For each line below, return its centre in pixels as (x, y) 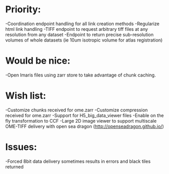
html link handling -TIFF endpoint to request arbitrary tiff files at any (77, 29)
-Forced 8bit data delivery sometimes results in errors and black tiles (78, 161)
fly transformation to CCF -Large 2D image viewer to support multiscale (81, 121)
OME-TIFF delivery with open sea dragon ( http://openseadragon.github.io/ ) (85, 126)
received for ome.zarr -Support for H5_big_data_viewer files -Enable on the (84, 115)
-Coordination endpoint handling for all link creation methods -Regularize (82, 24)
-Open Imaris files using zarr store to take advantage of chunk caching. (81, 75)
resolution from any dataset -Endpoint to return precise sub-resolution (79, 34)
